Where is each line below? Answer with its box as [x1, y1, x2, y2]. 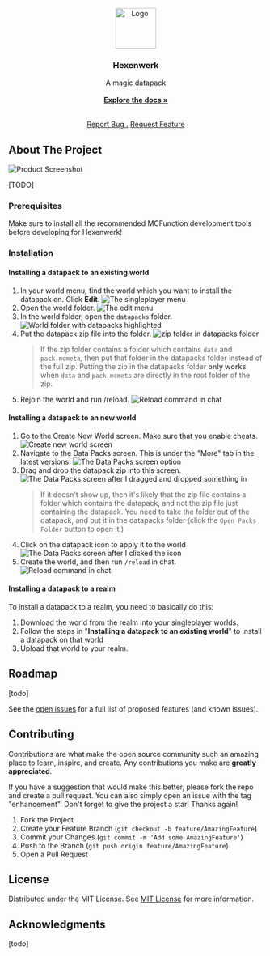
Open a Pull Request [19, 849, 89, 859]
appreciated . [8, 766, 53, 775]
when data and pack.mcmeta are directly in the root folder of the [40, 370, 251, 380]
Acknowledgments [8, 917, 107, 931]
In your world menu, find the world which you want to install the [19, 286, 233, 295]
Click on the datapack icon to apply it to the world [19, 539, 186, 549]
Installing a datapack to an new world [8, 413, 137, 423]
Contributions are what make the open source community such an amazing [8, 749, 259, 758]
